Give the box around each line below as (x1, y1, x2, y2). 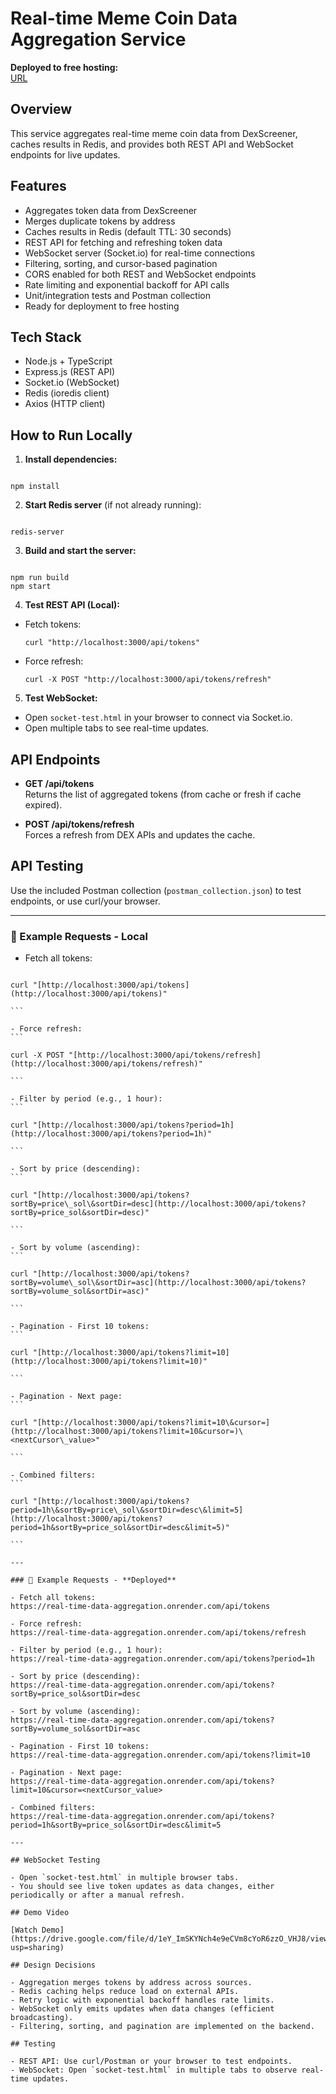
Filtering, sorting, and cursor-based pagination (24, 257, 218, 269)
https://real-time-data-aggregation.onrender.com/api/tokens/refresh (10, 1628, 307, 1638)
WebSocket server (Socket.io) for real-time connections (24, 247, 256, 259)
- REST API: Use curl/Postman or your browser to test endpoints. (10, 2057, 293, 2067)
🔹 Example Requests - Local (10, 929, 148, 943)
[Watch (10, 1925, 38, 1936)
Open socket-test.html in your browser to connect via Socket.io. (24, 712, 293, 724)
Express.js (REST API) (24, 366, 116, 378)
